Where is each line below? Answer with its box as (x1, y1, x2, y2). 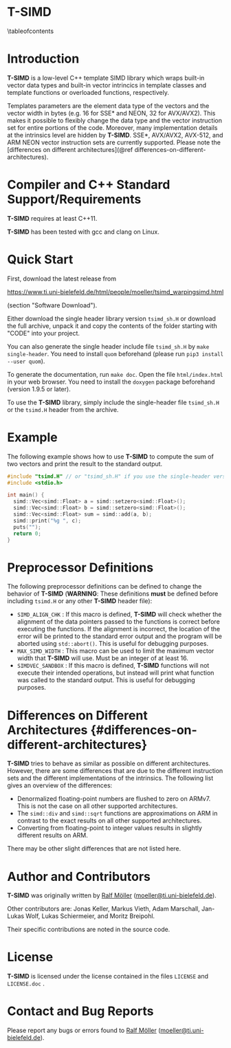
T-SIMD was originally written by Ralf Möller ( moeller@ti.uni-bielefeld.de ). (7, 891, 217, 899)
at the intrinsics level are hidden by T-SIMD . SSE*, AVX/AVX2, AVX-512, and (7, 131, 223, 139)
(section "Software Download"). (7, 301, 98, 309)
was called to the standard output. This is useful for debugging (16, 676, 196, 684)
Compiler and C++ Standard (7, 177, 170, 193)
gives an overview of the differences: (7, 781, 113, 789)
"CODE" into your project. (7, 329, 80, 337)
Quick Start (7, 252, 74, 267)
